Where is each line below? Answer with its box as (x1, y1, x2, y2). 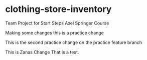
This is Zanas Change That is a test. (5, 49, 79, 55)
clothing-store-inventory (5, 3, 112, 15)
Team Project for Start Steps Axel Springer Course (5, 20, 109, 26)
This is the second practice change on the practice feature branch (5, 39, 142, 45)
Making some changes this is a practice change (5, 29, 104, 35)
